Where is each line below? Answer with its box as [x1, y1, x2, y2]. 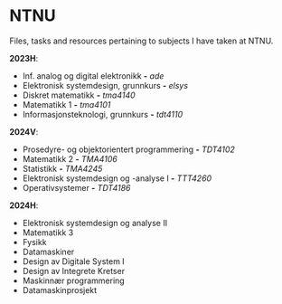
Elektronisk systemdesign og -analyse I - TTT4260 [22, 173, 212, 184]
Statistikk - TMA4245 [22, 163, 103, 174]
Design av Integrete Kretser [22, 265, 125, 276]
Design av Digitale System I [22, 255, 125, 267]
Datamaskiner [22, 246, 75, 257]
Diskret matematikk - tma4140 [22, 90, 136, 100]
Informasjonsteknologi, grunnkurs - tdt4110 [22, 109, 183, 119]
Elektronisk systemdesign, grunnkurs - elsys [22, 80, 188, 90]
